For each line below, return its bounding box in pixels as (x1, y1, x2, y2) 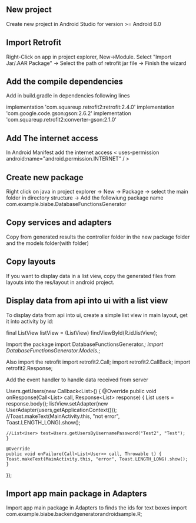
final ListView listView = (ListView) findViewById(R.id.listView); (6, 329, 158, 336)
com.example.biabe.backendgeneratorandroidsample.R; (6, 511, 142, 518)
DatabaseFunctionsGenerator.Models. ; (6, 347, 101, 354)
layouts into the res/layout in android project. (6, 279, 115, 286)
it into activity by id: (6, 318, 54, 325)
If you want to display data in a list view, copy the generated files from (6, 272, 176, 279)
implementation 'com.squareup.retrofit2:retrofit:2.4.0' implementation (6, 103, 175, 111)
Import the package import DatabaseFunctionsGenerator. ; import (6, 341, 164, 348)
